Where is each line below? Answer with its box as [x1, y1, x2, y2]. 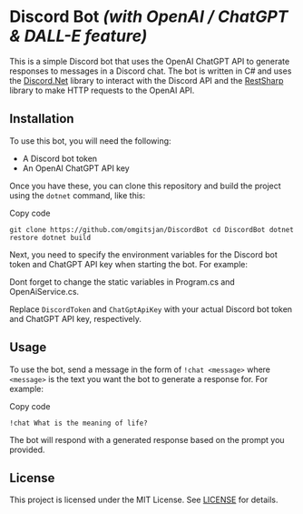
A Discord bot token [22, 153, 98, 164]
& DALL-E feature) [9, 25, 148, 46]
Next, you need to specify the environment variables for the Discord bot [9, 248, 279, 260]
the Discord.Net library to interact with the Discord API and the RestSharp [9, 75, 284, 86]
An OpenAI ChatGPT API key [22, 162, 130, 174]
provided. [9, 444, 45, 455]
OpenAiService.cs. [9, 286, 80, 297]
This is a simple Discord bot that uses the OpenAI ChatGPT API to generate [9, 55, 290, 66]
